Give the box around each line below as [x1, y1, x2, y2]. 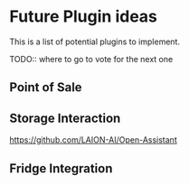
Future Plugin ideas [9, 6, 158, 27]
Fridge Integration [9, 161, 113, 176]
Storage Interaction [9, 110, 121, 125]
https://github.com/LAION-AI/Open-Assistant [9, 134, 178, 145]
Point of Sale [9, 79, 83, 96]
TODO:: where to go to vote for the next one [9, 53, 174, 64]
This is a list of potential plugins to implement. [9, 36, 181, 47]
